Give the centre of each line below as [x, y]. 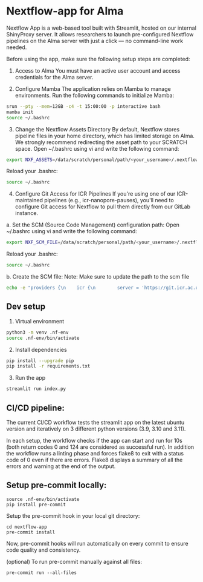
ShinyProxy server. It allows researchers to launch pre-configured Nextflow [100, 34]
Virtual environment [40, 321]
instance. [26, 213]
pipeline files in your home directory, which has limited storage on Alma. [105, 136]
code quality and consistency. [43, 550]
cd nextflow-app [27, 527]
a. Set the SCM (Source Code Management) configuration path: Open [93, 225]
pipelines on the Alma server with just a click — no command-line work [95, 41]
